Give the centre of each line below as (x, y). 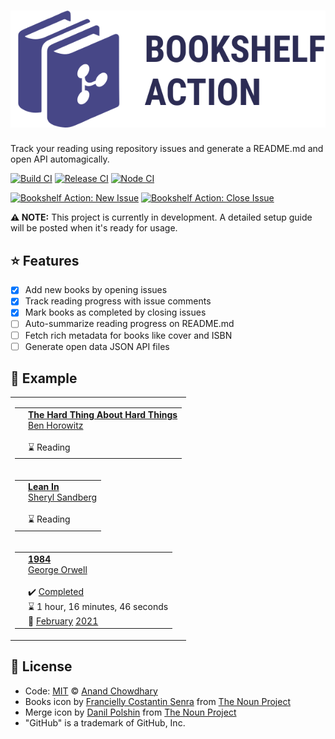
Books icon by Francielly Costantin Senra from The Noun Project (157, 701)
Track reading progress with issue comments (118, 301)
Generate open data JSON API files (97, 346)
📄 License (41, 666)
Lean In (44, 487)
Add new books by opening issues (96, 290)
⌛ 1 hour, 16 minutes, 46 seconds (98, 606)
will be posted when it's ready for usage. (94, 228)
